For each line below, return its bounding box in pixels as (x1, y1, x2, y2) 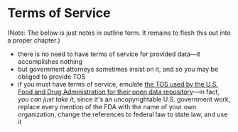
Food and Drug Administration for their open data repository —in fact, (17, 87, 220, 96)
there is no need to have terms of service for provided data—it (17, 50, 200, 58)
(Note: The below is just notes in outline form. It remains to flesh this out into (7, 28, 231, 37)
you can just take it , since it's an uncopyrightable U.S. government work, (17, 94, 231, 104)
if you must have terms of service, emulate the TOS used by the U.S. (17, 79, 219, 88)
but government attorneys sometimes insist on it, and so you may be (17, 65, 219, 73)
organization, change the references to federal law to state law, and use (17, 110, 228, 119)
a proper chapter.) (7, 35, 60, 44)
